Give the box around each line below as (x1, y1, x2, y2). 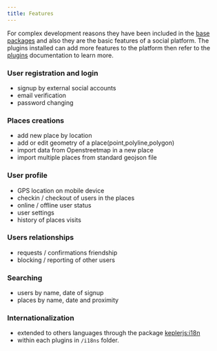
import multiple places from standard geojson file (17, 153, 157, 162)
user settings (17, 208, 55, 217)
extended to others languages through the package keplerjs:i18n (17, 329, 200, 337)
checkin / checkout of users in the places (17, 194, 135, 202)
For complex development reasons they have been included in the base (7, 29, 210, 37)
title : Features (7, 10, 54, 17)
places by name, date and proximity (17, 296, 119, 304)
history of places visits (17, 215, 81, 224)
